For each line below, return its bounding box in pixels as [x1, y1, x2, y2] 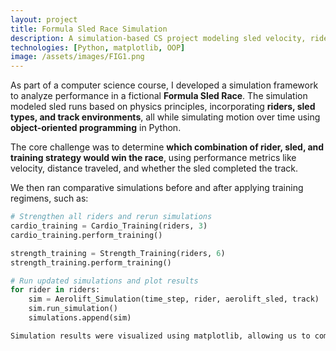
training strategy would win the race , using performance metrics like [10, 152, 297, 164]
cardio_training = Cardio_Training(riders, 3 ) [10, 221, 208, 231]
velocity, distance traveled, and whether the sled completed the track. [10, 162, 299, 175]
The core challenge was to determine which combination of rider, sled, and [10, 141, 325, 153]
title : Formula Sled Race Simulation [10, 24, 168, 34]
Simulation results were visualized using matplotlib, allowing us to [10, 331, 311, 341]
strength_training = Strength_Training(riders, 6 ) [10, 248, 226, 258]
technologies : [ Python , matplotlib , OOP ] [10, 42, 186, 53]
